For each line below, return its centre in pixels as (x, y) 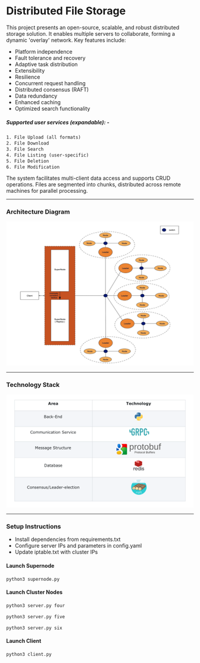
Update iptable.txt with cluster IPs (56, 552)
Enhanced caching (38, 102)
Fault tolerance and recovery (50, 58)
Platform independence (43, 51)
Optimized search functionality (52, 108)
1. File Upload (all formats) (44, 137)
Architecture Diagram (38, 211)
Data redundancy (36, 96)
